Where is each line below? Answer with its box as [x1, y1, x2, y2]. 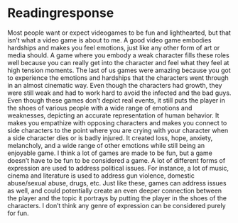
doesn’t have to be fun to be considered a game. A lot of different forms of [7, 156, 226, 164]
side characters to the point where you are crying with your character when [7, 126, 229, 135]
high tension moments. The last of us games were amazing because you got [7, 66, 231, 74]
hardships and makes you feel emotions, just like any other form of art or [7, 43, 220, 52]
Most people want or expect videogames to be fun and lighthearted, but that [7, 28, 231, 37]
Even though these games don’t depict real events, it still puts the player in [7, 96, 226, 104]
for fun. [7, 209, 30, 217]
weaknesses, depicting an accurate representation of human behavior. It [7, 111, 220, 120]
